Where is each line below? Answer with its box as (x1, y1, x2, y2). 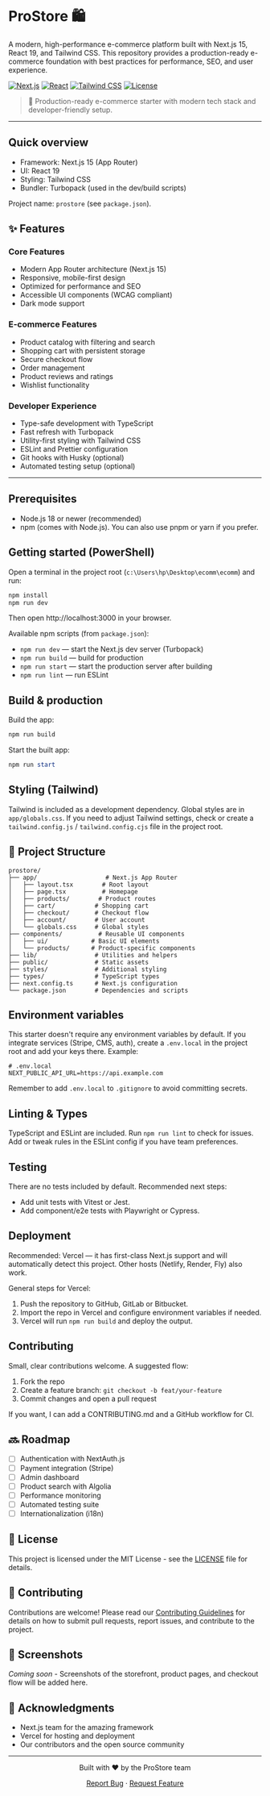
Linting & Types (8, 1106, 88, 1120)
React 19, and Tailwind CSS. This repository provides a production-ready (8, 48, 249, 57)
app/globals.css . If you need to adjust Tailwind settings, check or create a (8, 813, 255, 823)
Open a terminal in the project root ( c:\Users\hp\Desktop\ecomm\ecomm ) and (8, 567, 256, 577)
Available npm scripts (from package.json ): (8, 629, 149, 639)
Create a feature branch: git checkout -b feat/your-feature (19, 1385, 223, 1394)
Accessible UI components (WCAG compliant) (19, 290, 173, 300)
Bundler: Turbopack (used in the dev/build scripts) (19, 183, 187, 193)
